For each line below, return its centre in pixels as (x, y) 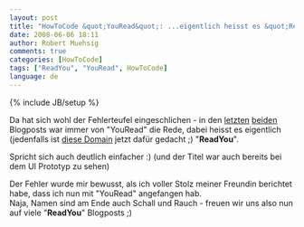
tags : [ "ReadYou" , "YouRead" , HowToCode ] (89, 69)
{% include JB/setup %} (54, 102)
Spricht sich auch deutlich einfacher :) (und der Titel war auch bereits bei (146, 156)
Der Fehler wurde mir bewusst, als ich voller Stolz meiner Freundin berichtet (151, 184)
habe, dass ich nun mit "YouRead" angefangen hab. (105, 193)
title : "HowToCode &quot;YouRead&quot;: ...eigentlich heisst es (135, 26)
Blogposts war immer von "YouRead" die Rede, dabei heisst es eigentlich (146, 129)
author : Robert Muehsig (54, 43)
